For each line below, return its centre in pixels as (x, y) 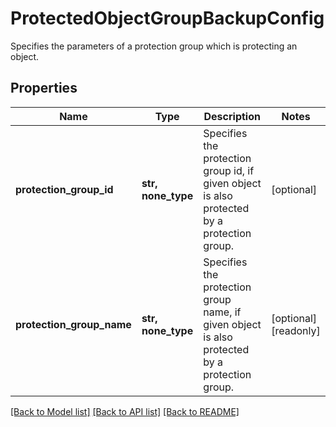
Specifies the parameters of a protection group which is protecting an (154, 46)
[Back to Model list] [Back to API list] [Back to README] (125, 411)
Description (232, 116)
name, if (222, 312)
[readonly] (296, 330)
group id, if (229, 170)
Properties (44, 88)
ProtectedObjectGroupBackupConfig (167, 18)
